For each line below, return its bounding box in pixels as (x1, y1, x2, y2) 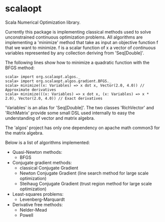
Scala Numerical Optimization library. (5, 19, 81, 25)
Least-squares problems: (12, 191, 64, 197)
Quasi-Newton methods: (12, 149, 63, 155)
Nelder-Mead (19, 207, 47, 213)
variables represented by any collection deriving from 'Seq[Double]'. (5, 50, 144, 56)
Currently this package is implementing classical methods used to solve (5, 29, 152, 35)
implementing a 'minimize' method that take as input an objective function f (5, 39, 159, 45)
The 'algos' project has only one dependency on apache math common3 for (5, 125, 160, 131)
